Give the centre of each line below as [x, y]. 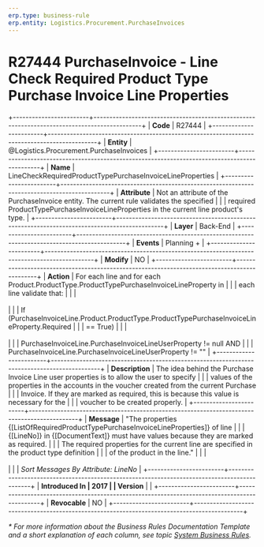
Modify [116, 260]
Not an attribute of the [192, 193]
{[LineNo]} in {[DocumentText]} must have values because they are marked [131, 436]
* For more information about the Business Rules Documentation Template [129, 526]
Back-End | [217, 227]
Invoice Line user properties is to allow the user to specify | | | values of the [130, 377]
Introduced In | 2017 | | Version [92, 486]
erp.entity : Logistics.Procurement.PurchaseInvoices [97, 23]
